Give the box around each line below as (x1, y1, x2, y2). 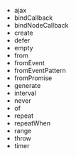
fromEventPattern (13, 67, 66, 74)
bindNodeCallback (13, 21, 69, 29)
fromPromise (13, 74, 53, 82)
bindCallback (13, 13, 53, 22)
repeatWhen (13, 119, 51, 127)
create (13, 28, 33, 37)
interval (13, 89, 37, 97)
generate (13, 82, 41, 89)
